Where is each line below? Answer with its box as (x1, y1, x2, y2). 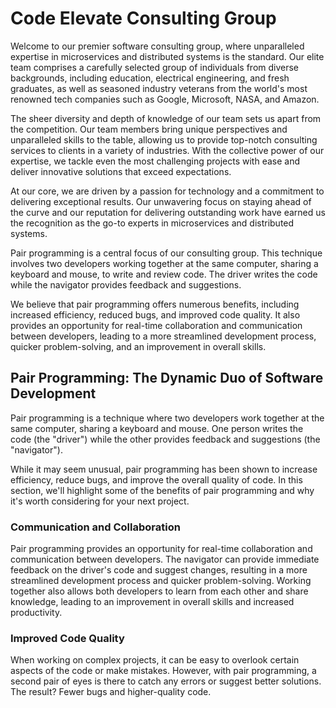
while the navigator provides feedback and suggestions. (10, 278, 242, 291)
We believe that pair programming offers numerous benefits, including (10, 298, 300, 310)
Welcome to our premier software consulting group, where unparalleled (10, 40, 305, 52)
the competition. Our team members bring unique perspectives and (10, 123, 288, 135)
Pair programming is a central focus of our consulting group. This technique (10, 247, 323, 259)
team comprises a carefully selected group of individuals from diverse (10, 61, 300, 73)
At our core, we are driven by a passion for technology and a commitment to (10, 185, 325, 197)
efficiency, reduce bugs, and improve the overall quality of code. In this (10, 473, 303, 486)
